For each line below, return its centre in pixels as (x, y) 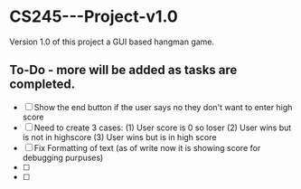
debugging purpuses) (63, 157)
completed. (42, 85)
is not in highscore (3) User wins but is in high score (119, 137)
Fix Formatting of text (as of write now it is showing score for (147, 147)
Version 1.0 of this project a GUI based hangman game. (112, 42)
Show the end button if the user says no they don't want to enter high (163, 107)
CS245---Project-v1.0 (94, 17)
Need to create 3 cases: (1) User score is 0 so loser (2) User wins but (163, 128)
